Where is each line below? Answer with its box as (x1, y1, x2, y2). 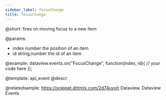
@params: (5, 35, 27, 41)
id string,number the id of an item (12, 50, 82, 56)
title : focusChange (5, 12, 46, 17)
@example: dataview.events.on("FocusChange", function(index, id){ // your (5, 60, 160, 66)
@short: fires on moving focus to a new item (5, 25, 97, 31)
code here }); (5, 65, 33, 71)
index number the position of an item (12, 45, 89, 51)
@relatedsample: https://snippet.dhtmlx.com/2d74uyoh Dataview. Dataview (5, 84, 161, 90)
